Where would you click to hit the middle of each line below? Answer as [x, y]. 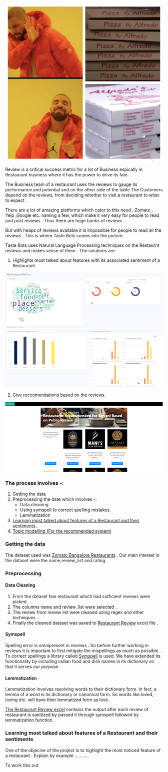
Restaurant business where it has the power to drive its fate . [67, 175]
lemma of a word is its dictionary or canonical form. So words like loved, [79, 695]
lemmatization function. [29, 720]
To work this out [22, 765]
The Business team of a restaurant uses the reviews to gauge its [71, 184]
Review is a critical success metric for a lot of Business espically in [74, 169]
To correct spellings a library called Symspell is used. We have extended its [83, 656]
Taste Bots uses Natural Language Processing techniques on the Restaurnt [82, 245]
